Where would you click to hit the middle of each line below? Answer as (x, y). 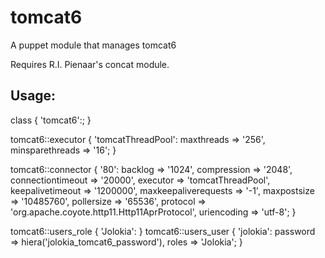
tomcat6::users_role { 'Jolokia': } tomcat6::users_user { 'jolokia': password (163, 231)
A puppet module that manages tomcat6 (93, 45)
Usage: (33, 96)
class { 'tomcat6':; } (51, 120)
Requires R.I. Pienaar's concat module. (90, 64)
